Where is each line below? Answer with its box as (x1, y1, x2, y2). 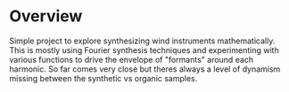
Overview (9, 6, 83, 27)
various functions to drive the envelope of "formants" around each (9, 54, 254, 65)
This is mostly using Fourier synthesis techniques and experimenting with (9, 44, 279, 55)
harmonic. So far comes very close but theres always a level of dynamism (9, 64, 281, 74)
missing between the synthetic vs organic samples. (9, 73, 198, 83)
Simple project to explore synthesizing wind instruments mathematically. (9, 35, 276, 46)
